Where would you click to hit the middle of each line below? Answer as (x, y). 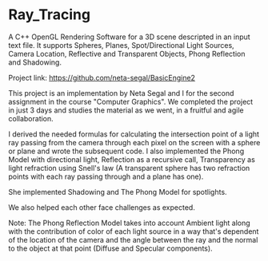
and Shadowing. (35, 62)
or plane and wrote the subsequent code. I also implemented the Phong (126, 151)
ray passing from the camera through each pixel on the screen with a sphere (134, 142)
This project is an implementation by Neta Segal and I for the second (121, 93)
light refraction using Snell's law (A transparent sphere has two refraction (129, 168)
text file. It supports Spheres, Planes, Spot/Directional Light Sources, (121, 45)
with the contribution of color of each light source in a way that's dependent (134, 231)
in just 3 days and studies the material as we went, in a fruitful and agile (126, 110)
